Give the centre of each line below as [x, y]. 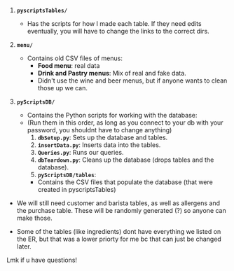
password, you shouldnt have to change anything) [99, 130]
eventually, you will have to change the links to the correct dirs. [118, 31]
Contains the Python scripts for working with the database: [112, 115]
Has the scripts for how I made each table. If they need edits [114, 23]
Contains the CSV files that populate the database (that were [125, 182]
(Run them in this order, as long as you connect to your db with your [125, 123]
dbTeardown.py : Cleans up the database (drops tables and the [126, 160]
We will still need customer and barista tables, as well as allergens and [118, 203]
